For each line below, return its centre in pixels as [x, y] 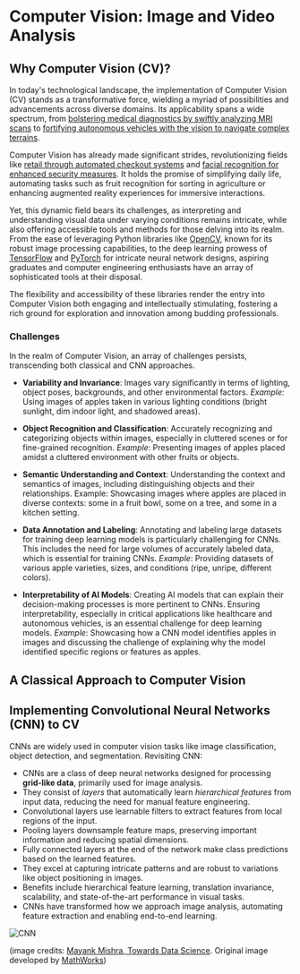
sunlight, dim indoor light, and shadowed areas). [111, 411]
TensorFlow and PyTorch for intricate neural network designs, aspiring [139, 258]
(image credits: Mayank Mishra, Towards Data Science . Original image [139, 950]
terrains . [25, 137]
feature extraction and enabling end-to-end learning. [120, 916]
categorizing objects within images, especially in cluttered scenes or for [155, 438]
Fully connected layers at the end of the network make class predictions [155, 849]
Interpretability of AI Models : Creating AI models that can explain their [153, 595]
